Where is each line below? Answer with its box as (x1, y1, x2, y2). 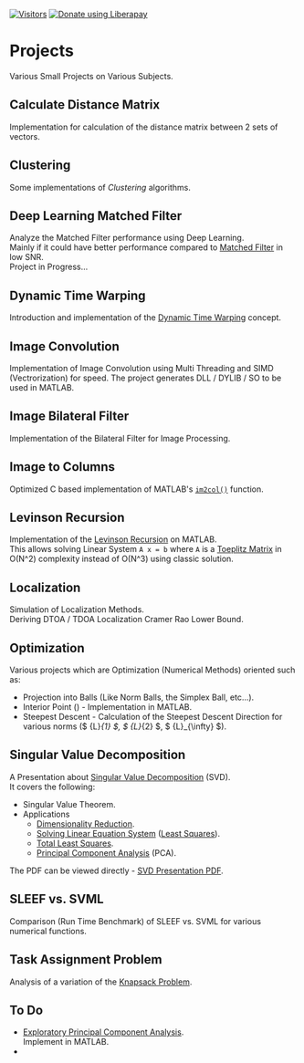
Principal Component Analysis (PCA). (36, 847, 177, 858)
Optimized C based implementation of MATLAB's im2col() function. (9, 484, 265, 495)
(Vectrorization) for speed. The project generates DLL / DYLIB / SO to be (9, 372, 282, 383)
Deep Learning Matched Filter (9, 208, 183, 224)
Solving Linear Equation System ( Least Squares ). (36, 828, 221, 839)
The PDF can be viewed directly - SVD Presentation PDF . (9, 865, 224, 876)
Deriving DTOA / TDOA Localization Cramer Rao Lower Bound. (9, 614, 244, 625)
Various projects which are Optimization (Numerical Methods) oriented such (9, 664, 296, 675)
